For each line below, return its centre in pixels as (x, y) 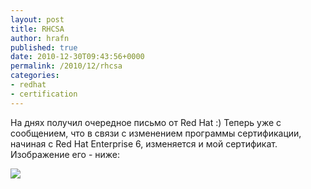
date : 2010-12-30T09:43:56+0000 (77, 57)
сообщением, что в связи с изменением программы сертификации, (156, 133)
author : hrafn (40, 38)
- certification (44, 94)
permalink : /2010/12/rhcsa (66, 66)
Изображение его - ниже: (65, 154)
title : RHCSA (37, 29)
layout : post (37, 19)
